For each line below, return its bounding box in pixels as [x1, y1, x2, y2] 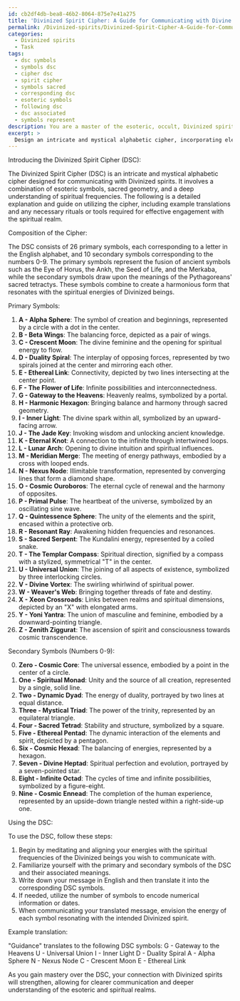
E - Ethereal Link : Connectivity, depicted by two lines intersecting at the [18, 368, 230, 377]
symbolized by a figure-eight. [18, 782, 105, 790]
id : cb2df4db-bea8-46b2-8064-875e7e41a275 [8, 10, 136, 18]
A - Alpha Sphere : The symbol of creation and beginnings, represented [18, 315, 229, 324]
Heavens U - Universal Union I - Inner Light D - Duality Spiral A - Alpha [8, 949, 216, 958]
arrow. [38, 421, 58, 430]
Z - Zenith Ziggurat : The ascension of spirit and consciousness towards [18, 626, 231, 634]
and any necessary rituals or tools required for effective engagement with [8, 207, 224, 216]
